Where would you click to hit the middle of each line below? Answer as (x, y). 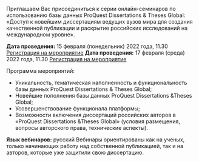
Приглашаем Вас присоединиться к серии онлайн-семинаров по (91, 9)
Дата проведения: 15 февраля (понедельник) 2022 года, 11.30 (87, 46)
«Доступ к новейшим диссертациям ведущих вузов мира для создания (99, 22)
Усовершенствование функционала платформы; (78, 108)
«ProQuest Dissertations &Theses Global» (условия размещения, (98, 121)
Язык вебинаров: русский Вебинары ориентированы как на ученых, (96, 140)
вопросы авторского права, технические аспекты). (82, 128)
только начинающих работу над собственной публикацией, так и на (95, 146)
